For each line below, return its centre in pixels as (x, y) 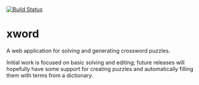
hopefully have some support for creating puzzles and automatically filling (100, 69)
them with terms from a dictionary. (50, 75)
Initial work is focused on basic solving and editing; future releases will (96, 62)
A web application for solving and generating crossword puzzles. (88, 50)
